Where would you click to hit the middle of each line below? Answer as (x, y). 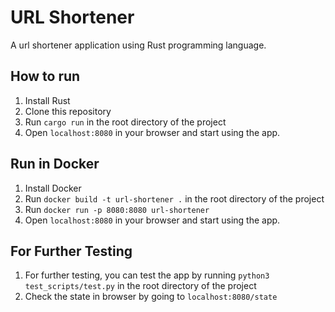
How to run (45, 76)
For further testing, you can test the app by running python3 (147, 275)
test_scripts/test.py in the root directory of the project (140, 286)
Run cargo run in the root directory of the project (125, 122)
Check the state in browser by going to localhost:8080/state (151, 297)
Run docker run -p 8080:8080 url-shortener (117, 209)
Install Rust (47, 100)
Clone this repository (68, 111)
